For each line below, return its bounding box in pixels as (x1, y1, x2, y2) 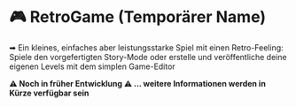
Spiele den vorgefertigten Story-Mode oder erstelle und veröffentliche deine (9, 51, 287, 62)
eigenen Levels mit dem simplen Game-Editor (9, 61, 175, 72)
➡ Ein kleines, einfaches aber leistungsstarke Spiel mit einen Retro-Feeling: (9, 42, 284, 53)
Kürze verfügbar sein (9, 88, 90, 98)
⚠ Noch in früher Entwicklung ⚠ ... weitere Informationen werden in (9, 78, 266, 88)
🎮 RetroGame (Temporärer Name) (9, 7, 267, 27)
